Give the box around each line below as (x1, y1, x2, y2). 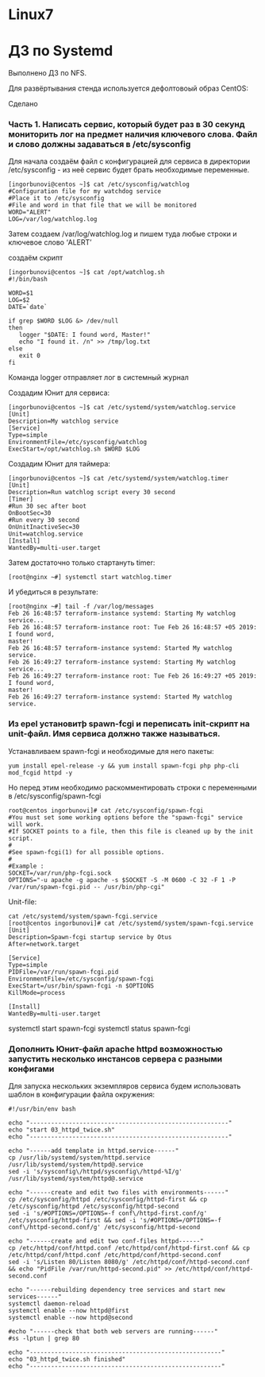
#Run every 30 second (8, 516, 80, 524)
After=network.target (8, 940, 80, 948)
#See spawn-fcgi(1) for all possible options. (8, 848, 165, 856)
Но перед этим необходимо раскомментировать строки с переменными (8, 783, 257, 792)
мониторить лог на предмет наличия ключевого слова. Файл (8, 129, 258, 140)
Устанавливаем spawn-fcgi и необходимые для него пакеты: (8, 746, 214, 756)
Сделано (8, 99, 38, 109)
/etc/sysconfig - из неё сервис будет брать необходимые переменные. (8, 165, 250, 175)
